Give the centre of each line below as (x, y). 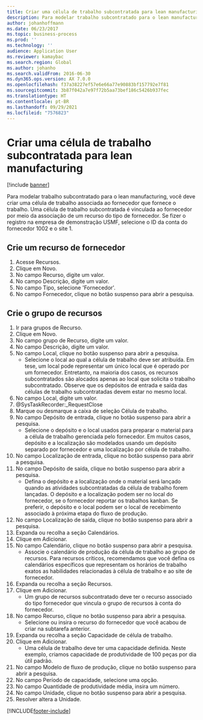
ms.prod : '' (22, 40)
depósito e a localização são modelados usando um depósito (101, 443)
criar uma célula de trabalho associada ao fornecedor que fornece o (92, 203)
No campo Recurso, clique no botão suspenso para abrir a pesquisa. (101, 616)
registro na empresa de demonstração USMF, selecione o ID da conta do (97, 222)
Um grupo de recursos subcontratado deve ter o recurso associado (108, 596)
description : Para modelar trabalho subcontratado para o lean (88, 17)
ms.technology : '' (30, 46)
